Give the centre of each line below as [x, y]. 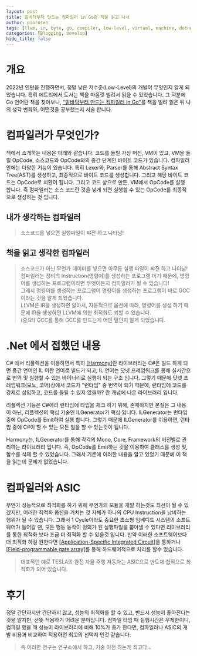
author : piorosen [27, 22]
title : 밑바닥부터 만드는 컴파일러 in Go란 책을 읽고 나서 [68, 17]
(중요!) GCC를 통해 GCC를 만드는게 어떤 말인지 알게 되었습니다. [93, 320]
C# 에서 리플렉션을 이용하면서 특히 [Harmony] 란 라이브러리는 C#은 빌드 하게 [94, 363]
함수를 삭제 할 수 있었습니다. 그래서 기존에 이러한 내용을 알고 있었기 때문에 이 [94, 455]
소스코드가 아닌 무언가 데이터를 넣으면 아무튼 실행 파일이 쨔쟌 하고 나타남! [104, 268]
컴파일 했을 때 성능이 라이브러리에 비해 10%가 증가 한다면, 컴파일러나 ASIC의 [94, 627]
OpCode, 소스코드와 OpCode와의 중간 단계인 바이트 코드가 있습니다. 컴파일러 [101, 160]
